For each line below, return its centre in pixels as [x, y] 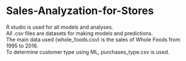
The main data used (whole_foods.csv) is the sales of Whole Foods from [93, 39]
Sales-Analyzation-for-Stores [80, 11]
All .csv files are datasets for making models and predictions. [80, 33]
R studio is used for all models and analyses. [60, 27]
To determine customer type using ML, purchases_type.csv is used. [88, 52]
